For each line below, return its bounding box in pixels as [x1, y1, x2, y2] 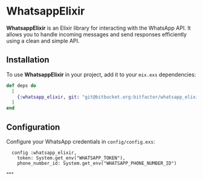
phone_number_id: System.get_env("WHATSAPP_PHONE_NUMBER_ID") [17, 160, 177, 166]
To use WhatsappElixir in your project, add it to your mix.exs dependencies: [6, 71, 196, 78]
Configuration [6, 122, 60, 132]
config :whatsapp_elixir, [11, 150, 77, 156]
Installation [6, 55, 50, 65]
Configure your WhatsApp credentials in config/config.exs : [6, 138, 155, 145]
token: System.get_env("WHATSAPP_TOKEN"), [17, 155, 126, 161]
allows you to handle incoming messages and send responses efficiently [6, 30, 187, 38]
